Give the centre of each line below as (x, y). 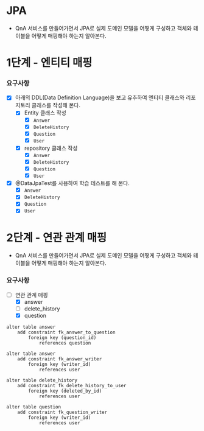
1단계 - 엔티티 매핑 (49, 63)
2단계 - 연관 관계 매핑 (57, 237)
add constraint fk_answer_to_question (66, 332)
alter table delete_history (42, 380)
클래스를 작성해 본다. (56, 105)
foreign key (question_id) (62, 338)
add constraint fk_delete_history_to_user (72, 385)
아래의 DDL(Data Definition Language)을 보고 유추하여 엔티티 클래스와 (100, 97)
